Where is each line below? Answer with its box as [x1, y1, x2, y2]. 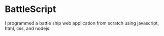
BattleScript [5, 3, 56, 15]
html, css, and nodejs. [5, 25, 51, 31]
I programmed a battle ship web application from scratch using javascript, [5, 20, 159, 26]
